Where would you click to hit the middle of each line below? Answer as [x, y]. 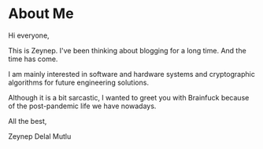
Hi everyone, [29, 35]
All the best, [28, 121]
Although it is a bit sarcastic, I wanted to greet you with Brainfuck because [129, 97]
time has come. [33, 59]
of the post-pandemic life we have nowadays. [82, 106]
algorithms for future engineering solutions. [79, 82]
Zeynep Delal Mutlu [40, 136]
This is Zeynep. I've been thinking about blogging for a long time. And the [127, 50]
